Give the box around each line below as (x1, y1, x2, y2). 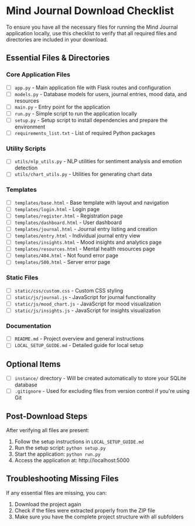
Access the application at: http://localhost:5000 (14, 457, 130, 464)
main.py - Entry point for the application (14, 103, 110, 110)
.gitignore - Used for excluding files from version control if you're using (14, 388, 190, 395)
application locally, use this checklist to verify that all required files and (6, 29, 177, 36)
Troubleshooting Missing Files (6, 474, 119, 484)
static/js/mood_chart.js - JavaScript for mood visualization (14, 300, 161, 307)
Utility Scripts (6, 144, 46, 152)
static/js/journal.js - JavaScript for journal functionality (14, 293, 156, 300)
